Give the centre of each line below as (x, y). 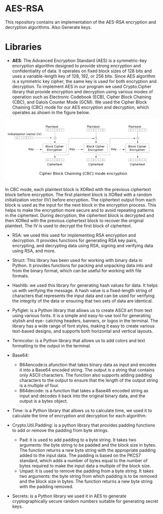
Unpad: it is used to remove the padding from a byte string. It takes (87, 471)
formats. (20, 276)
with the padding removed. (46, 486)
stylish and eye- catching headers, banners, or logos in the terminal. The (85, 321)
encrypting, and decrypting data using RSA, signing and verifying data (82, 245)
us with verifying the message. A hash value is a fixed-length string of (82, 290)
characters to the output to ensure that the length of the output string (89, 380)
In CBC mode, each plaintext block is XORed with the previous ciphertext (78, 189)
